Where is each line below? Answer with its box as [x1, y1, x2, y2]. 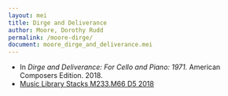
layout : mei [8, 11, 47, 20]
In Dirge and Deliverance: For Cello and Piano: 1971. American [19, 62, 221, 72]
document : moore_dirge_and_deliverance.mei [8, 41, 153, 49]
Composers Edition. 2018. [19, 71, 104, 80]
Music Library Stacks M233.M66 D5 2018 [19, 79, 155, 89]
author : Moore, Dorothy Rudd [8, 26, 104, 34]
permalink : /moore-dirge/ [8, 33, 93, 42]
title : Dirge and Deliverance [8, 19, 108, 27]
